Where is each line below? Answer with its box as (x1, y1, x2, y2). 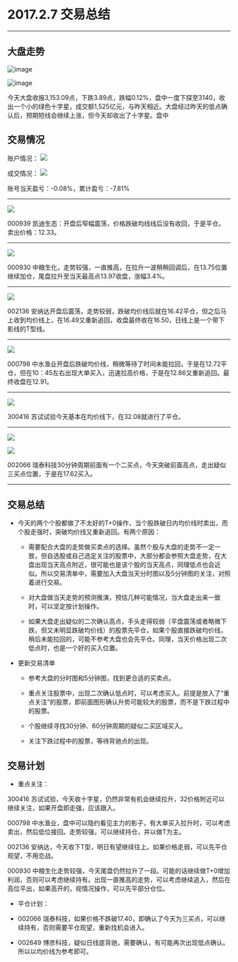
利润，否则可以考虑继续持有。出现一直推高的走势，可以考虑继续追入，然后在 (7, 876, 231, 884)
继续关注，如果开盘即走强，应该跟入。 (7, 804, 119, 812)
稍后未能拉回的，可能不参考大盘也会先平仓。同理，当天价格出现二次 (28, 635, 227, 644)
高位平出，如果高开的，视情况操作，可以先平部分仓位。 (7, 884, 169, 893)
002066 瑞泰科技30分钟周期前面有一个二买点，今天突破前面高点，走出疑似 (7, 460, 227, 469)
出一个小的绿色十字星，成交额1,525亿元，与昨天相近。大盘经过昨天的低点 (7, 102, 222, 111)
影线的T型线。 (7, 324, 50, 333)
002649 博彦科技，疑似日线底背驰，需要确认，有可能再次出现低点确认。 (17, 939, 229, 947)
